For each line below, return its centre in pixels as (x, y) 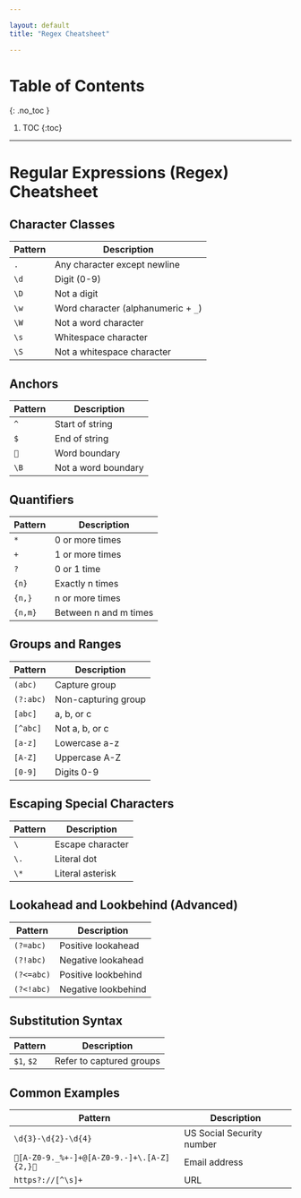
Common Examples (65, 1093)
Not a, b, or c (82, 728)
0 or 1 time (77, 569)
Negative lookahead (102, 960)
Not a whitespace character (113, 352)
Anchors (34, 384)
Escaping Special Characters (92, 804)
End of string (82, 439)
